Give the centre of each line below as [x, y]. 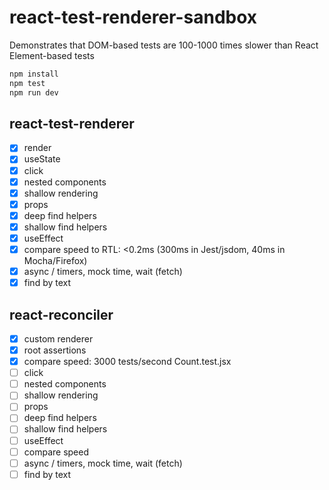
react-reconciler [61, 314]
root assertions [55, 350]
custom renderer [58, 338]
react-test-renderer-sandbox [133, 17]
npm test [27, 83]
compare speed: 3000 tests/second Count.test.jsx [127, 362]
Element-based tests [52, 55]
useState [42, 159]
